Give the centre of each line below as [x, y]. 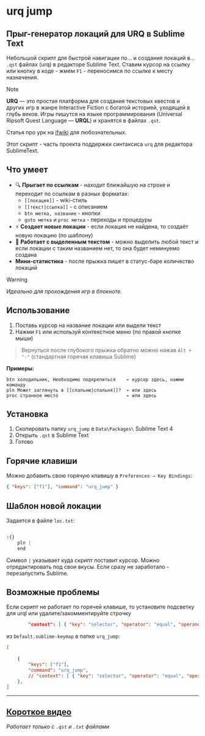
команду [16, 385]
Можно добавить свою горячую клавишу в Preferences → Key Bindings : [99, 476]
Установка [27, 414]
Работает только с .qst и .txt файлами [58, 727]
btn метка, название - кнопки [62, 213]
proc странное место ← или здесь [81, 395]
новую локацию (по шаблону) [54, 235]
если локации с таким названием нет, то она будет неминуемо [97, 248]
